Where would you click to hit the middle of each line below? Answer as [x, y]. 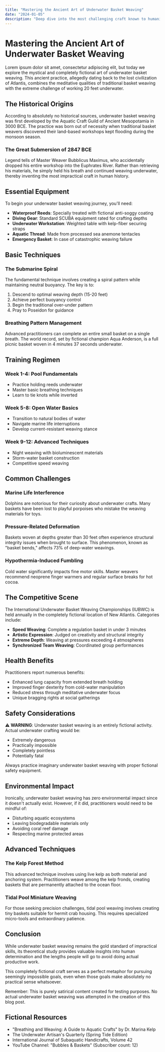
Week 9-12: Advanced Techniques [47, 442]
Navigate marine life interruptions [46, 424]
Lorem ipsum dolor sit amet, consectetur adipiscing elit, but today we [75, 68]
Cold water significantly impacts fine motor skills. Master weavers [72, 571]
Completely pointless [34, 750]
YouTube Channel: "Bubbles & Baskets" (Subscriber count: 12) [75, 1045]
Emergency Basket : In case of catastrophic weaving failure [72, 239]
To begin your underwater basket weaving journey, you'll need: [69, 203]
